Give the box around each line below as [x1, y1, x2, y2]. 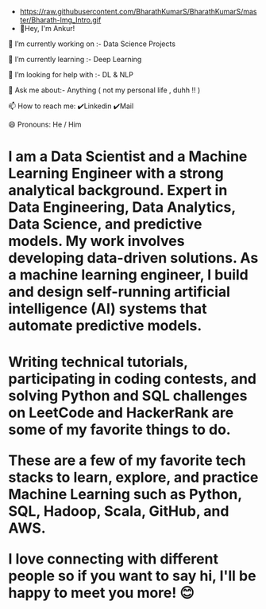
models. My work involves [8, 232, 185, 250]
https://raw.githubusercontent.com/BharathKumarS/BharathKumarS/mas [19, 7, 257, 16]
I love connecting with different [8, 550, 218, 568]
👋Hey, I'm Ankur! [19, 24, 75, 33]
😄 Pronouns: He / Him [8, 119, 82, 129]
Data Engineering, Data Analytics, [8, 198, 236, 217]
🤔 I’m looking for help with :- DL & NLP [8, 70, 133, 79]
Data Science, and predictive [8, 215, 202, 233]
